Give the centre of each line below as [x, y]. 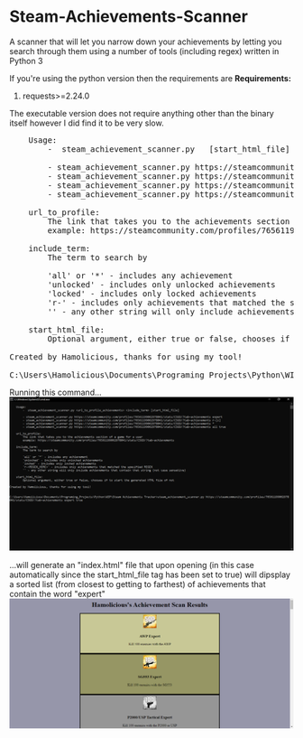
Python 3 [26, 61]
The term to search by [97, 257]
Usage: [43, 140]
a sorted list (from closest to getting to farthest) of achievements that [138, 584]
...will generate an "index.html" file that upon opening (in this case [132, 565]
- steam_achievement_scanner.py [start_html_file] [169, 149]
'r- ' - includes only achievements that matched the [166, 303]
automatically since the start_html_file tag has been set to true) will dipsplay [150, 575]
